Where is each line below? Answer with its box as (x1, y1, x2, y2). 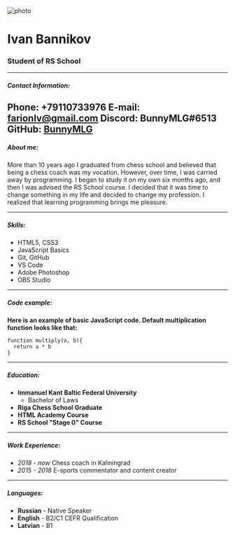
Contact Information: (7, 81, 71, 90)
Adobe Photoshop (17, 268, 70, 277)
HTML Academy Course (17, 411, 89, 419)
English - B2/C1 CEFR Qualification (17, 514, 119, 522)
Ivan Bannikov (7, 32, 92, 47)
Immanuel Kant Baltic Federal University (17, 388, 138, 397)
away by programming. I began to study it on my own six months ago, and (7, 176, 221, 184)
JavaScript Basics (17, 246, 70, 254)
